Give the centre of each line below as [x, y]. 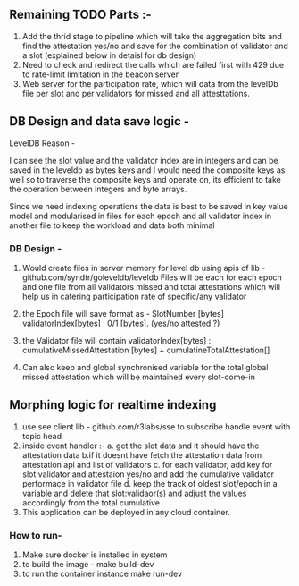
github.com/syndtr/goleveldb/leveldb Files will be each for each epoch [152, 277]
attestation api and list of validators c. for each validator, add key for [147, 464]
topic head [42, 436]
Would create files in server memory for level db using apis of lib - [144, 268]
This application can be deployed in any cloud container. [126, 512]
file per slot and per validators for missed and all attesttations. [136, 93]
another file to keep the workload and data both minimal [112, 225]
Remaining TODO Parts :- [80, 15]
